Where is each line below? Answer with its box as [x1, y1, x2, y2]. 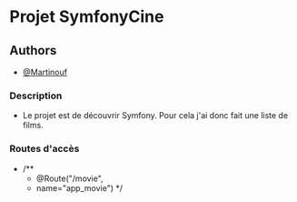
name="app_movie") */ [35, 182, 124, 193]
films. [22, 120, 44, 131]
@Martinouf [22, 66, 68, 77]
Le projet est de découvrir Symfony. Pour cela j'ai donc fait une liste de [22, 110, 289, 121]
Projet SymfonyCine [9, 6, 164, 27]
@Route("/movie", [35, 173, 104, 184]
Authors [9, 43, 57, 58]
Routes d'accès [9, 143, 80, 156]
